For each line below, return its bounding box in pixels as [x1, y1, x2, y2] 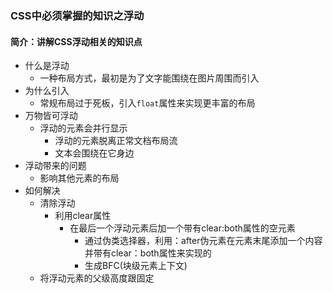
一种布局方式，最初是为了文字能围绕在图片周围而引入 [39, 72, 260, 84]
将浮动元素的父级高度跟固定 [39, 272, 155, 284]
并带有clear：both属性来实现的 [84, 247, 212, 259]
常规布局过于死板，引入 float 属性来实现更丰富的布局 [39, 97, 256, 109]
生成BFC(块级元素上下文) [84, 260, 188, 272]
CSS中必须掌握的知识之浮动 [10, 8, 145, 22]
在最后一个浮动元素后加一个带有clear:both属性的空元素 [69, 222, 296, 234]
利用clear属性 [54, 210, 112, 222]
